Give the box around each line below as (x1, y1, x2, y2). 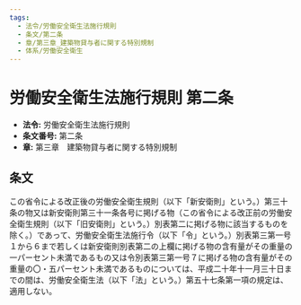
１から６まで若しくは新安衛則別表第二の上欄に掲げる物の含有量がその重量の (9, 240, 293, 251)
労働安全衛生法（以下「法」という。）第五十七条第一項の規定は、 (48, 274, 289, 285)
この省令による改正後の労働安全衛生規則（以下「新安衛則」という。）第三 (9, 196, 280, 206)
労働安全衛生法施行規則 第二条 (9, 88, 234, 109)
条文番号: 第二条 (22, 131, 84, 142)
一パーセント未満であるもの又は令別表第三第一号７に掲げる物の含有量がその (9, 252, 293, 263)
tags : (9, 13, 30, 22)
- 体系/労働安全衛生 (17, 47, 84, 56)
